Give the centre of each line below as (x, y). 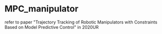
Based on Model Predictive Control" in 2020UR (52, 27)
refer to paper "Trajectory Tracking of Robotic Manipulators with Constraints (81, 22)
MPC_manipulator (42, 9)
